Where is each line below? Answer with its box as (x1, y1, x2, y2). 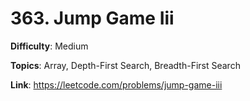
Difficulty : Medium (10, 40, 89, 52)
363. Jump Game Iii (10, 7, 175, 30)
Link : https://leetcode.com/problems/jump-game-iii (10, 78, 223, 91)
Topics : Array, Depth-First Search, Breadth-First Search (10, 59, 241, 71)
